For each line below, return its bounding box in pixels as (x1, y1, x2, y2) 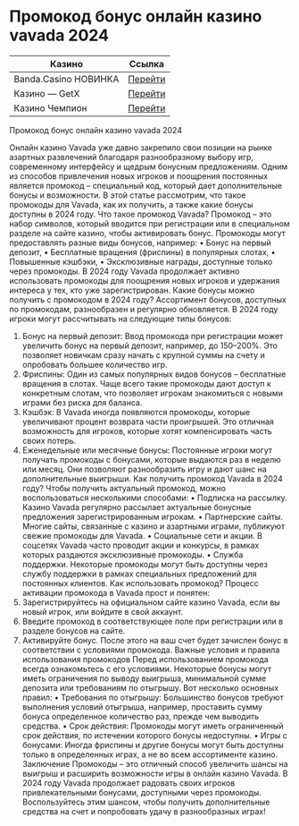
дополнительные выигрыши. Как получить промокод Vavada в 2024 (21, 473, 283, 484)
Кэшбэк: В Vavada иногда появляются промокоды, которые (21, 406, 251, 417)
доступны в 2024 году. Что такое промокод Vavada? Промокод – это (9, 209, 272, 219)
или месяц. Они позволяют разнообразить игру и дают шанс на (21, 464, 268, 474)
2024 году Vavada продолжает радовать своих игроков (21, 777, 236, 788)
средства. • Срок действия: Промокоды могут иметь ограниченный (21, 720, 284, 731)
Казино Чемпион (13, 101, 87, 114)
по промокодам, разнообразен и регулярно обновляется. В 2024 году (9, 303, 278, 314)
